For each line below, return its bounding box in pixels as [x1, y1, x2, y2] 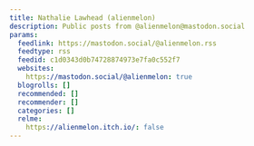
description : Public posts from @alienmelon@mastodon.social [9, 22, 246, 31]
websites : [17, 64, 54, 73]
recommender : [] [17, 97, 79, 107]
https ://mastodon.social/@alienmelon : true [25, 73, 193, 82]
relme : [17, 114, 43, 123]
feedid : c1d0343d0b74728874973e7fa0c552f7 [17, 55, 181, 64]
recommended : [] [17, 89, 79, 98]
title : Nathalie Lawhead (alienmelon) [9, 13, 156, 23]
